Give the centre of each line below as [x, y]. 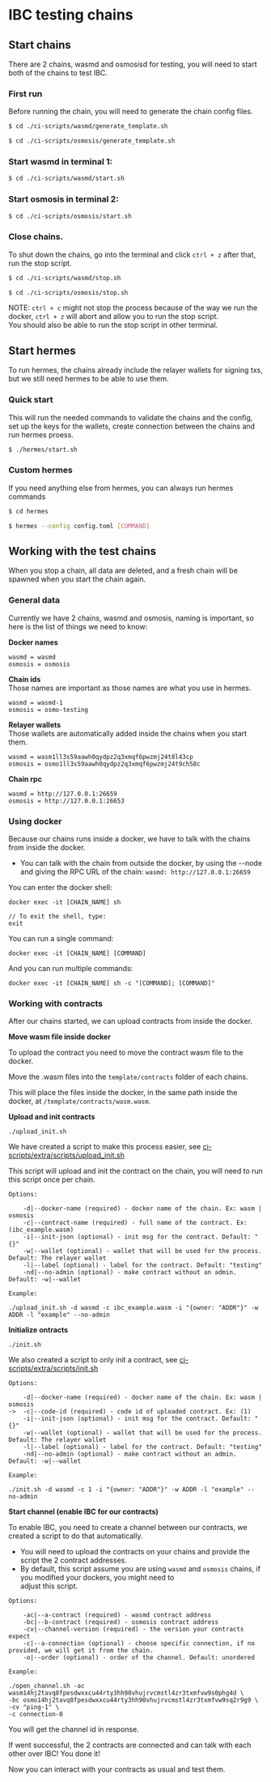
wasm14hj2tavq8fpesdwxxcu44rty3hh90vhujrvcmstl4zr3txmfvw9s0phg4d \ [126, 1693]
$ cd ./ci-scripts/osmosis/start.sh [70, 216]
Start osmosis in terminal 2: [64, 199]
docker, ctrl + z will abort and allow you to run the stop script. [114, 317]
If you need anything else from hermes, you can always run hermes [121, 488]
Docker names [33, 642]
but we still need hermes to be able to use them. [89, 379]
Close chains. [36, 237]
